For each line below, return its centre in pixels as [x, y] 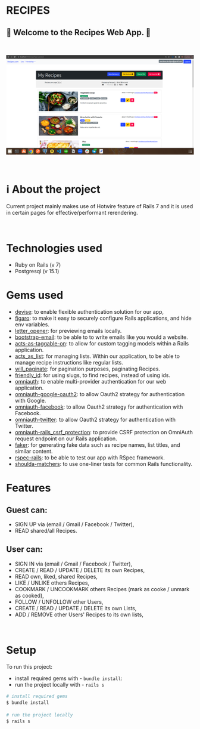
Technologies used [54, 248]
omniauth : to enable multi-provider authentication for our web [90, 382]
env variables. [32, 325]
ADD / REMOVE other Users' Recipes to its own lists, [79, 614]
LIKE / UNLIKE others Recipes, [52, 583]
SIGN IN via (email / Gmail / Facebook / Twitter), [74, 564]
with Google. [30, 401]
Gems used [35, 295]
